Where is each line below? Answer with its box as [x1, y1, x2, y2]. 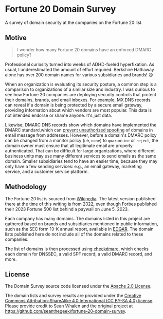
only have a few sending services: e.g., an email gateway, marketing [5, 163, 142, 169]
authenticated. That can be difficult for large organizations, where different [5, 148, 155, 153]
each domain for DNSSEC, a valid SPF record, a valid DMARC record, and [5, 251, 152, 257]
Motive [5, 34, 27, 42]
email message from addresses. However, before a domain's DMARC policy [5, 132, 157, 138]
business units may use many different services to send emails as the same [5, 153, 157, 159]
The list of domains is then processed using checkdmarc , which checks [5, 246, 149, 252]
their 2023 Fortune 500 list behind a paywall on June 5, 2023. [5, 206, 129, 212]
